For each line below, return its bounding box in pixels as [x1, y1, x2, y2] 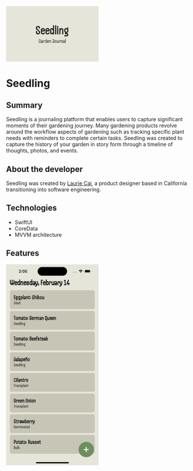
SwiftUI [14, 218, 33, 225]
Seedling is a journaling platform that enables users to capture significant [6, 116, 183, 123]
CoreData [14, 225, 38, 232]
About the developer [6, 164, 83, 174]
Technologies [6, 203, 57, 213]
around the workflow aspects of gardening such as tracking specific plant [6, 128, 185, 135]
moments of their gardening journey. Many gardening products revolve [6, 122, 177, 129]
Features [6, 248, 39, 258]
